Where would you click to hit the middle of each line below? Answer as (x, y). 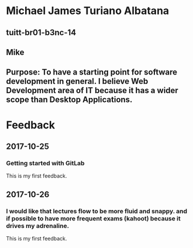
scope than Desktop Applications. (69, 100)
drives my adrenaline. (37, 226)
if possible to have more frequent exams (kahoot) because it (94, 218)
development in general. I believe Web (77, 81)
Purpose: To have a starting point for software (92, 72)
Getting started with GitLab (45, 163)
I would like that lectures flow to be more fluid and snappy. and (97, 211)
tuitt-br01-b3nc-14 (41, 33)
